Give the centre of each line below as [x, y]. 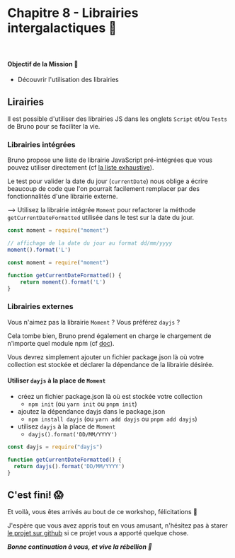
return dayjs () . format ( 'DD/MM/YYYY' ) [69, 466]
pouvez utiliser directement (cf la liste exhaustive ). [81, 168]
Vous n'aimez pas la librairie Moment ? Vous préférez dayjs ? [94, 322]
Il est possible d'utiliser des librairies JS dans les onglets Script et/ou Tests [117, 119]
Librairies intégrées [41, 144]
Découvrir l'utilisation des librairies [68, 80]
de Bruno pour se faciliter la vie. [54, 126]
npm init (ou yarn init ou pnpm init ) [82, 404]
